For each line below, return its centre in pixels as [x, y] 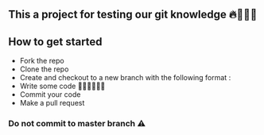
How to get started [55, 42]
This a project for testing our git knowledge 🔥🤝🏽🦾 [133, 15]
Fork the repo [42, 61]
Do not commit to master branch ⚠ [77, 124]
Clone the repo [44, 69]
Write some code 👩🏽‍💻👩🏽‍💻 [62, 86]
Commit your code [50, 94]
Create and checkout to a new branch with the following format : [125, 78]
